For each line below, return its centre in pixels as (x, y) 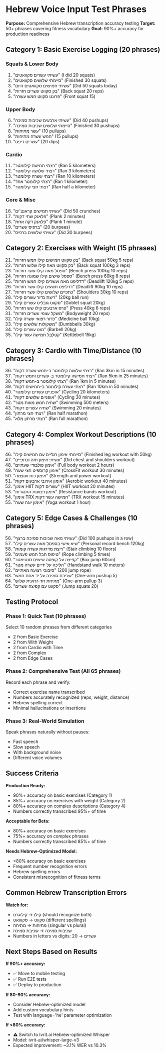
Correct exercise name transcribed (49, 692)
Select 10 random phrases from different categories (59, 627)
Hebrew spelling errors (36, 871)
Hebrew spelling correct (38, 702)
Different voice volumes (37, 758)
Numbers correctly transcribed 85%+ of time (59, 841)
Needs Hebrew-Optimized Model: (41, 851)
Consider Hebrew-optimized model (49, 1005)
